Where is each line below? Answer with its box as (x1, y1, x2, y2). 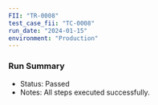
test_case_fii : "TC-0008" (8, 19, 95, 27)
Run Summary (8, 61, 66, 72)
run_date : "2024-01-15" (8, 26, 88, 34)
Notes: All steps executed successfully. (19, 87, 150, 97)
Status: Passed (19, 79, 70, 88)
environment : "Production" (8, 34, 99, 42)
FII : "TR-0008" (8, 11, 59, 20)
